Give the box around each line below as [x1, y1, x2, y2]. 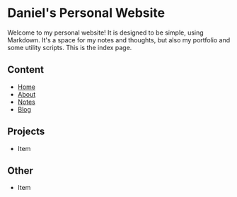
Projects [7, 126, 45, 138]
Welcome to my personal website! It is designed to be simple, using [7, 28, 204, 37]
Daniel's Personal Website [7, 5, 166, 21]
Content [7, 64, 45, 76]
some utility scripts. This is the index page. [7, 43, 132, 52]
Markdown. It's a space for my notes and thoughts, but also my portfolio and [7, 35, 231, 44]
